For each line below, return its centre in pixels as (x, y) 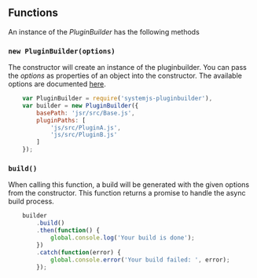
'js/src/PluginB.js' (84, 135)
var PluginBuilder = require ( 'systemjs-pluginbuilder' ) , (117, 99)
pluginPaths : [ (61, 120)
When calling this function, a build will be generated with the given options (129, 185)
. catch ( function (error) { (79, 252)
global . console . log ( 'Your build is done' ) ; (122, 238)
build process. (31, 201)
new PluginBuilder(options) (62, 51)
